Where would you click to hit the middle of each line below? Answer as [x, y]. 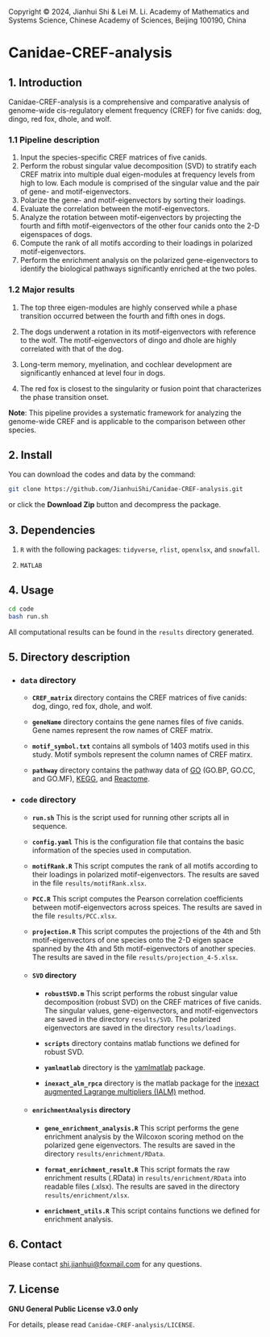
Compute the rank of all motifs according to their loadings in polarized [136, 243]
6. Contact [35, 1245]
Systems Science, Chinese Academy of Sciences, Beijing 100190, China [127, 20]
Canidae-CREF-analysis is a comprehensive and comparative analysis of [129, 102]
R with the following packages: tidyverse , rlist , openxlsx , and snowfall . [140, 550]
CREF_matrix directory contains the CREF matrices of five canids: [139, 698]
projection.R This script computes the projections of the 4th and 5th [146, 931]
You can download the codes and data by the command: [102, 474]
